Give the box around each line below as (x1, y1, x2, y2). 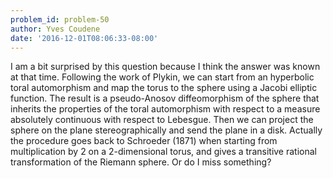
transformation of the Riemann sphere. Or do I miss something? (10, 156, 272, 168)
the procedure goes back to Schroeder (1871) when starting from (10, 135, 278, 147)
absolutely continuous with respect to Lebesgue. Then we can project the (10, 114, 314, 126)
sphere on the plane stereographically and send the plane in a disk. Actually (10, 124, 323, 136)
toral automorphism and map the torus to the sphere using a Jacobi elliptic (10, 82, 318, 94)
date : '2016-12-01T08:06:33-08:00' (10, 33, 159, 43)
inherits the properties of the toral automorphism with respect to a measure (10, 103, 321, 115)
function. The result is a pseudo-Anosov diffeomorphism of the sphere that (10, 92, 320, 105)
